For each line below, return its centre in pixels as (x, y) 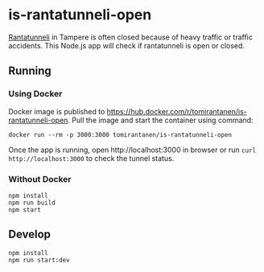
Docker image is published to (57, 111)
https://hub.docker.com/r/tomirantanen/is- (177, 111)
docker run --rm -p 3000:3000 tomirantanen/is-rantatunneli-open (120, 134)
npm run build (32, 203)
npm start (25, 210)
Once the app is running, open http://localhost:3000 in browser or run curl (132, 150)
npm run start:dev (39, 260)
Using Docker (35, 94)
